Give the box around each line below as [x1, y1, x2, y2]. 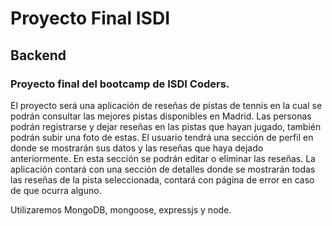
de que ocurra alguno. [10, 184, 102, 196]
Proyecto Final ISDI [10, 7, 171, 30]
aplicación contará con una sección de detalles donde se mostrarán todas [10, 163, 316, 175]
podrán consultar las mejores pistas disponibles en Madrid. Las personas [10, 110, 312, 122]
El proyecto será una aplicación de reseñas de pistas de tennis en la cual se [10, 99, 323, 111]
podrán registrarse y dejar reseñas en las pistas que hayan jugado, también [10, 120, 322, 132]
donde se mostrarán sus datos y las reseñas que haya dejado [10, 142, 264, 154]
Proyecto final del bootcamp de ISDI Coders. [10, 77, 230, 91]
